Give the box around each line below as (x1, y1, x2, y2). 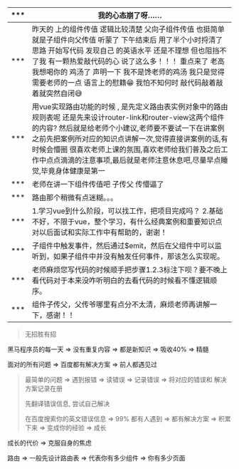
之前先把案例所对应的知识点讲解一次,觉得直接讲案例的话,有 (31, 134, 228, 143)
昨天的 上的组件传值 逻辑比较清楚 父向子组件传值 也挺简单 (31, 24, 225, 34)
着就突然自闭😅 (31, 88, 83, 98)
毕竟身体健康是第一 (41, 166, 105, 175)
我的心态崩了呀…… (97, 11, 162, 20)
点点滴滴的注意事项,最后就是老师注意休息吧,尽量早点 (46, 155, 221, 165)
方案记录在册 (24, 384, 63, 393)
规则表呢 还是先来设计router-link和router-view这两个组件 (31, 113, 225, 122)
